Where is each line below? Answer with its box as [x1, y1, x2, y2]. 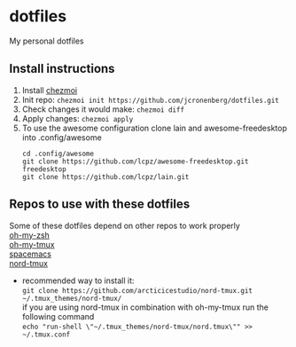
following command [21, 311, 95, 321]
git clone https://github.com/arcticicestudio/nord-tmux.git [21, 286, 253, 295]
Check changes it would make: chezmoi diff [21, 104, 184, 114]
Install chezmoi [21, 84, 78, 95]
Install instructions [9, 61, 115, 76]
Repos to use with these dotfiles [9, 197, 191, 212]
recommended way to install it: [21, 275, 135, 286]
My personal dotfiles [9, 35, 84, 46]
